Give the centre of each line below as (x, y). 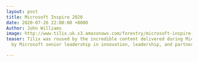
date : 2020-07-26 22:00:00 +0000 (47, 22)
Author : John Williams (34, 28)
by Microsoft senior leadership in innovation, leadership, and (92, 45)
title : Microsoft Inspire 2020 (44, 17)
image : (14, 34)
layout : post (22, 12)
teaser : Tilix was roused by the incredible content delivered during (95, 39)
